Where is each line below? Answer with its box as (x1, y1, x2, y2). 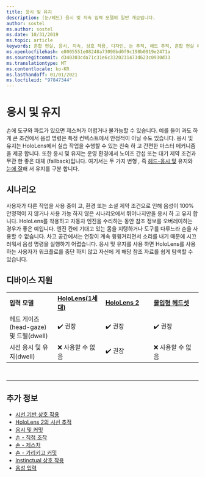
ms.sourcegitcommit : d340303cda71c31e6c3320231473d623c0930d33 (6, 54, 171, 61)
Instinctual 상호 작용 (15, 456, 64, 464)
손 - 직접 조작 (15, 434, 48, 441)
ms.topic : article (6, 37, 53, 43)
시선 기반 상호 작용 (15, 410, 60, 418)
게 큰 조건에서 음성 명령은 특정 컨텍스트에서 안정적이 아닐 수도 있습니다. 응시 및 (6, 135, 193, 142)
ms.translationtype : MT (6, 60, 67, 66)
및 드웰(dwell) (9, 331, 48, 340)
